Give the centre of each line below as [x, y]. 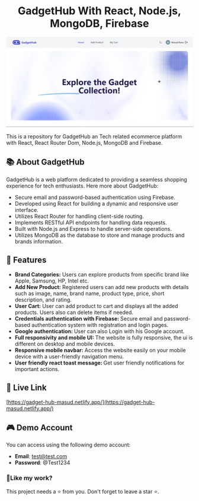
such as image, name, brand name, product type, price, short [89, 293]
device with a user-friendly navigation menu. [69, 356]
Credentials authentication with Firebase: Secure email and [89, 318]
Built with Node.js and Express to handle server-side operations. [93, 229]
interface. [26, 210]
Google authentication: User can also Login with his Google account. [99, 331]
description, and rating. [43, 299]
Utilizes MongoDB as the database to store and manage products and [99, 235]
